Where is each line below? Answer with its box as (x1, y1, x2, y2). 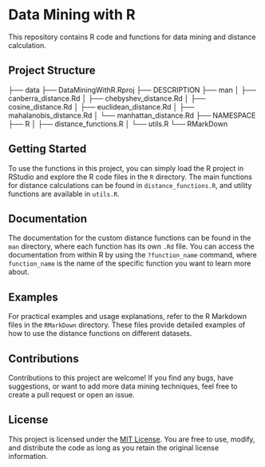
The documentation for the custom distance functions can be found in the (8, 233, 251, 243)
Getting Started (8, 142, 87, 156)
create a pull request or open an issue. (8, 390, 135, 399)
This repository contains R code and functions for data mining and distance (8, 32, 256, 42)
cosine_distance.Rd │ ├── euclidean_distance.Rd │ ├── (8, 102, 195, 111)
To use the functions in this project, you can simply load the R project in (8, 163, 244, 173)
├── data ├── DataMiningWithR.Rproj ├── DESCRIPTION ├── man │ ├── (8, 85, 257, 94)
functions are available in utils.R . (8, 189, 120, 198)
